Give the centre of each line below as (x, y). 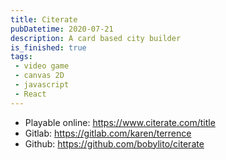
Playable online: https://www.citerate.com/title (120, 122)
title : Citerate (44, 19)
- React (30, 94)
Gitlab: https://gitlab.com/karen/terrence (108, 133)
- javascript (42, 85)
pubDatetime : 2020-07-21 (62, 29)
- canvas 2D (39, 76)
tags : (21, 57)
